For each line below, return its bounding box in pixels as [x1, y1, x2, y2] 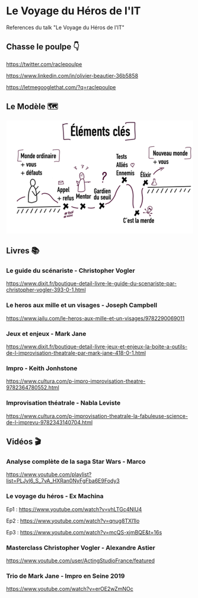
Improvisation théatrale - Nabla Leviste [6, 399, 121, 407]
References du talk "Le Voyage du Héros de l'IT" [6, 24, 124, 31]
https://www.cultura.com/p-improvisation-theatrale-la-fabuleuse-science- [6, 412, 189, 420]
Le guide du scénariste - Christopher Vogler [6, 266, 135, 275]
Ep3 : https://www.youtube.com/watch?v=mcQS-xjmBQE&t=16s [6, 528, 162, 536]
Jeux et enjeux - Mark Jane [6, 329, 87, 338]
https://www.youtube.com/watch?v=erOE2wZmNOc [6, 586, 133, 593]
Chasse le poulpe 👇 [6, 42, 80, 52]
